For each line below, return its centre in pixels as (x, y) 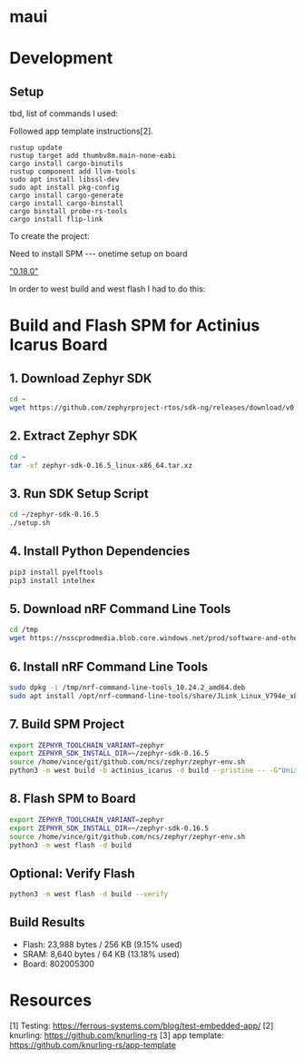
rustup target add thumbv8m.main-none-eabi (93, 156)
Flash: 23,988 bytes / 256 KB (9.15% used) (103, 944)
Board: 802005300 (59, 964)
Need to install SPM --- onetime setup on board (98, 254)
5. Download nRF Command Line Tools (120, 609)
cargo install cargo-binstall (67, 203)
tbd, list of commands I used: (64, 114)
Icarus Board (59, 345)
